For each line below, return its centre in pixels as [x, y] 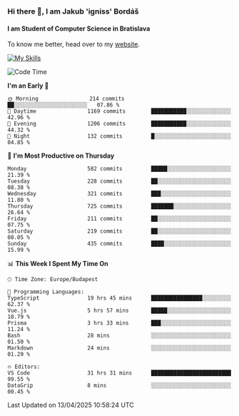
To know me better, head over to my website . [74, 44]
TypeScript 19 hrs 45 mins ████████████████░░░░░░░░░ [119, 298]
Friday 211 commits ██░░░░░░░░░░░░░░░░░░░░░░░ [119, 219]
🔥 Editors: [24, 367]
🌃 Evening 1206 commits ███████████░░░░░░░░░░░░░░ [119, 124]
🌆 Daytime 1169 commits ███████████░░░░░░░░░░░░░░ [119, 111]
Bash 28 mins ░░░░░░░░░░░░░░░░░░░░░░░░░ [119, 336]
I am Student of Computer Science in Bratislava [79, 29]
